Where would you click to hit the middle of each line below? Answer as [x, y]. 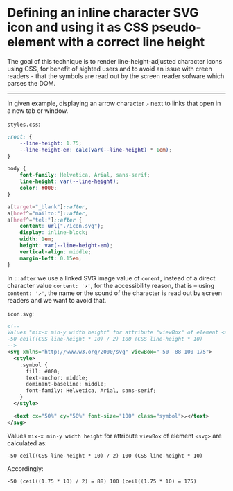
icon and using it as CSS [78, 27]
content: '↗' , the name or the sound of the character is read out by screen [115, 293]
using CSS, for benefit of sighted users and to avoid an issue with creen [110, 69]
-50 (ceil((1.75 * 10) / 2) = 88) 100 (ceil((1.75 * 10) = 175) [102, 481]
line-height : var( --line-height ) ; [69, 181]
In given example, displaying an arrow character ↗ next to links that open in [114, 103]
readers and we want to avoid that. [57, 300]
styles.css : [24, 124]
